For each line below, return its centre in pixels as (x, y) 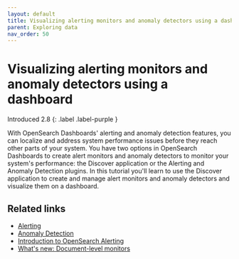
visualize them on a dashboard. (53, 186)
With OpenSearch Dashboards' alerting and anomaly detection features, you (119, 133)
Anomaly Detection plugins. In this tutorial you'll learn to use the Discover (115, 171)
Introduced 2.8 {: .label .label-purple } (63, 119)
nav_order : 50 (28, 34)
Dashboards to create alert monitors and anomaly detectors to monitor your (118, 156)
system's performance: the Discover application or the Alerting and (106, 163)
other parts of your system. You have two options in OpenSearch (102, 148)
